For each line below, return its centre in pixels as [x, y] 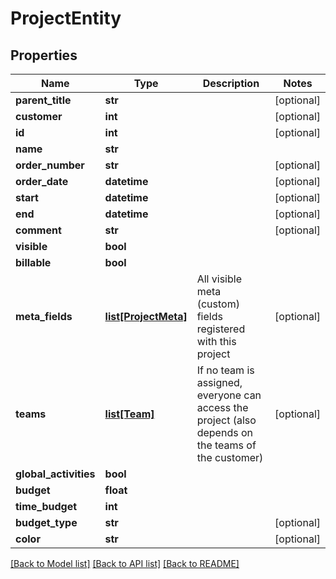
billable [33, 262]
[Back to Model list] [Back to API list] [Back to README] [125, 563]
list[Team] [129, 414]
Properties [44, 55]
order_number [50, 165]
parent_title [43, 100]
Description [231, 83]
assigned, [219, 382]
